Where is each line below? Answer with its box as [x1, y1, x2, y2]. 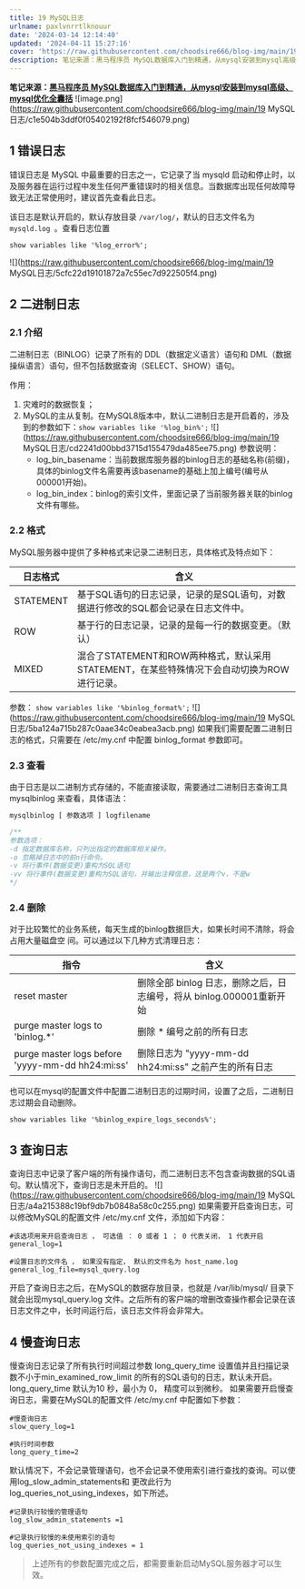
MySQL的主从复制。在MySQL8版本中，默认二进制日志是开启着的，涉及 [22, 410, 290, 421]
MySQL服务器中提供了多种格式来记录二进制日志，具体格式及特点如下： [9, 547, 276, 558]
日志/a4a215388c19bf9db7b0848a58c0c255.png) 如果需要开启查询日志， [9, 1201, 286, 1212]
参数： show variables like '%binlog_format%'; [9, 701, 191, 712]
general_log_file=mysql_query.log [9, 1265, 141, 1274]
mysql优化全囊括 [9, 93, 74, 104]
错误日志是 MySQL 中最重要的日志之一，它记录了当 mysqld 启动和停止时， [9, 169, 288, 180]
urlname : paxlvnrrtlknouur [9, 22, 112, 31]
